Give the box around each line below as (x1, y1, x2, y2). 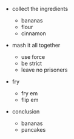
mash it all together (12, 42, 61, 49)
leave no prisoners (21, 66, 68, 73)
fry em (21, 90, 38, 97)
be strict (21, 60, 42, 67)
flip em (21, 97, 39, 103)
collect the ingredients (12, 5, 69, 12)
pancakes (21, 126, 46, 133)
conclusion (12, 108, 40, 115)
